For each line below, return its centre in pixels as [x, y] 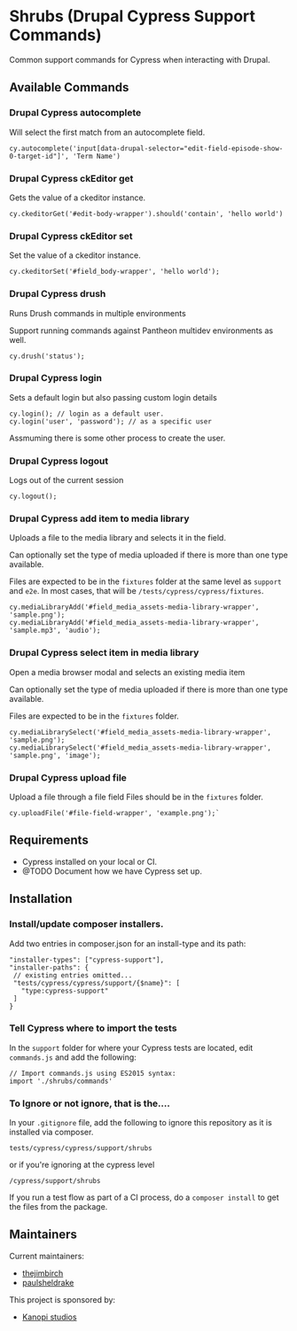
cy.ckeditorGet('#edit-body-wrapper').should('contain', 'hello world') [146, 214]
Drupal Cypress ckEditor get [71, 178]
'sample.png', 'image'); [55, 755]
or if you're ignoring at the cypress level [82, 1165]
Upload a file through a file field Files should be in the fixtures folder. [136, 797]
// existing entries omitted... [73, 975]
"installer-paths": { [49, 968]
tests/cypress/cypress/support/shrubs [81, 1148]
